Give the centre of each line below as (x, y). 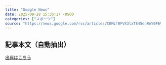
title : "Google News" (27, 10)
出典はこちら (18, 58)
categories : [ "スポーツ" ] (30, 19)
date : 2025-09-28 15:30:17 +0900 (40, 14)
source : (13, 23)
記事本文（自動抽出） (38, 45)
